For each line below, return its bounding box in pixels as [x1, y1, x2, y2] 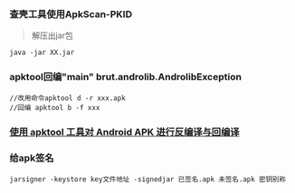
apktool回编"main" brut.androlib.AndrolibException [9, 70, 243, 83]
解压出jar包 [31, 30, 74, 41]
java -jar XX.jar [9, 48, 75, 58]
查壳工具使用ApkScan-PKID [9, 7, 133, 20]
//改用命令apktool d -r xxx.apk [9, 93, 127, 103]
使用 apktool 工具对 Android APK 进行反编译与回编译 [9, 125, 240, 138]
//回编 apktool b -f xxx [9, 103, 100, 112]
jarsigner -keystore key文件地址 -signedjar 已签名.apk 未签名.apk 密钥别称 [9, 174, 287, 184]
